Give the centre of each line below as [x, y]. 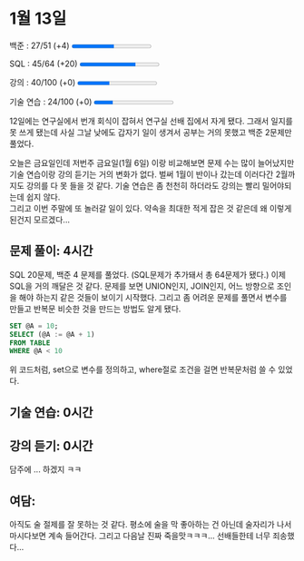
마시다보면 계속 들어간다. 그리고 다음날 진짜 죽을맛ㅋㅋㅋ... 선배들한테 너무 [140, 536]
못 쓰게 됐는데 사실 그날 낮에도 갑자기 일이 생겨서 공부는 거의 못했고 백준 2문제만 [151, 132]
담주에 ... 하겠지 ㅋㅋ [45, 469]
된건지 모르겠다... [40, 220]
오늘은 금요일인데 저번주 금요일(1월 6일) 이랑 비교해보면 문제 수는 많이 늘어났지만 [152, 162]
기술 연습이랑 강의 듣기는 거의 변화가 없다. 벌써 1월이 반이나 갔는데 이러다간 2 [145, 174]
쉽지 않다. [43, 197]
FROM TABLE [30, 343]
